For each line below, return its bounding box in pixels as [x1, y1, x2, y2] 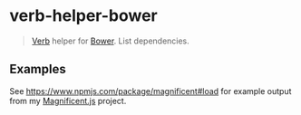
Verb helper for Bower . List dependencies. [31, 35, 190, 46]
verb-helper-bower [9, 5, 158, 26]
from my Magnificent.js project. [9, 95, 127, 106]
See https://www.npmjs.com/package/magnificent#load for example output [9, 85, 292, 96]
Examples [9, 62, 66, 77]
